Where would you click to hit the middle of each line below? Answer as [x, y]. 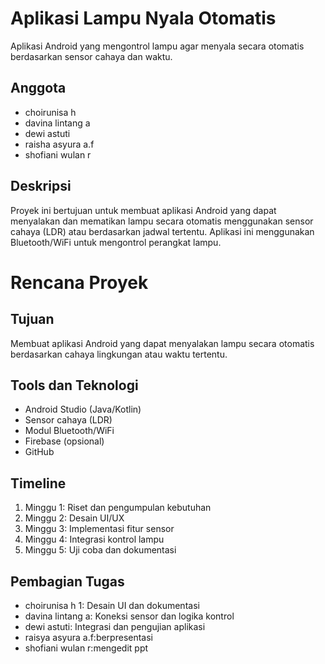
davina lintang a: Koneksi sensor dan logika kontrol [129, 616]
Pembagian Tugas [67, 581]
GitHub [39, 452]
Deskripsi [41, 186]
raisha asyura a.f [59, 144]
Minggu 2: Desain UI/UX [74, 518]
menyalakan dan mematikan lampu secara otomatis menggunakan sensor [162, 221]
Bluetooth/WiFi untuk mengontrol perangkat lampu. [116, 242]
